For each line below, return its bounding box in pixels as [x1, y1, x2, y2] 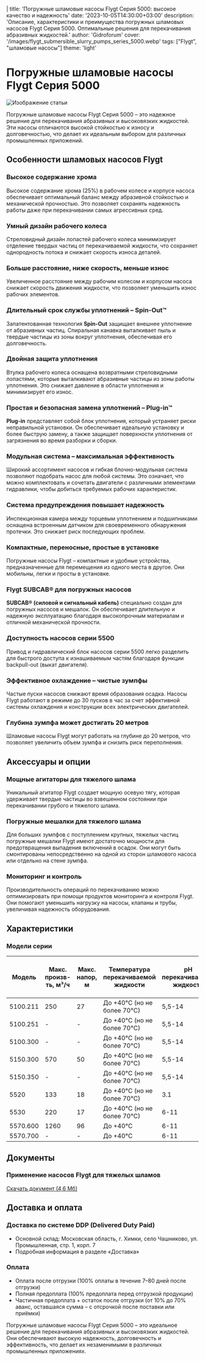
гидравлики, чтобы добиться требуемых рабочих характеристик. [6, 486, 178, 493]
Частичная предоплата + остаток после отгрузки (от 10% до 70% [15, 1296, 186, 1303]
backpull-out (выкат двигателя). [6, 661, 88, 668]
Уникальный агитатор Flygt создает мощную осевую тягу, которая [6, 789, 180, 796]
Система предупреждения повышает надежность [6, 501, 165, 509]
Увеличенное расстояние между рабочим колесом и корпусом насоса [6, 278, 192, 285]
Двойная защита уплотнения [6, 354, 98, 363]
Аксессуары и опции [6, 756, 91, 767]
